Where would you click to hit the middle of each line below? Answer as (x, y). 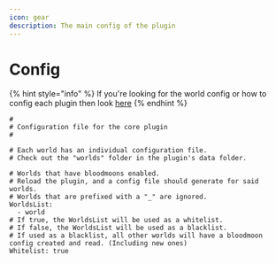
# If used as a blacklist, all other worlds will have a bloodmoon (136, 236)
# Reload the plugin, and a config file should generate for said (134, 182)
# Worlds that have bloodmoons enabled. (85, 174)
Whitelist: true (39, 251)
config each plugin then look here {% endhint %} (99, 104)
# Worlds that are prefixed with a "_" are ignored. (108, 197)
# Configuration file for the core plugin (88, 128)
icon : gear (29, 17)
